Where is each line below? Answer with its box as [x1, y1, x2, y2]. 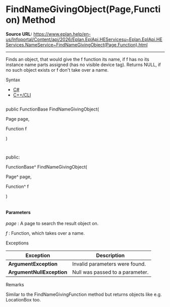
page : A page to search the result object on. [6, 221, 99, 227]
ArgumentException [8, 261, 58, 268]
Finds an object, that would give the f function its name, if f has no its [6, 56, 149, 62]
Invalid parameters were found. [72, 261, 146, 268]
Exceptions [6, 240, 29, 246]
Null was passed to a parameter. [72, 269, 149, 276]
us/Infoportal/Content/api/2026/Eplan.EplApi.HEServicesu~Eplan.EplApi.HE [6, 36, 163, 42]
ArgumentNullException [8, 269, 68, 276]
